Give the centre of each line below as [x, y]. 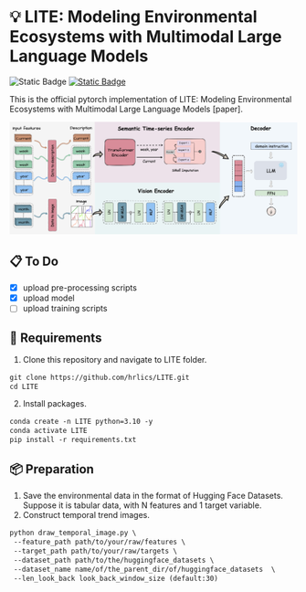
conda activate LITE [49, 431]
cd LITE [24, 387]
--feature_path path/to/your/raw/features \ [99, 542]
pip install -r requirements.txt [73, 440]
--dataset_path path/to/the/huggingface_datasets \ [114, 560]
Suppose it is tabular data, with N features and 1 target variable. [142, 505]
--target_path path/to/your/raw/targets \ [95, 551]
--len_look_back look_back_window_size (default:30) [116, 578]
